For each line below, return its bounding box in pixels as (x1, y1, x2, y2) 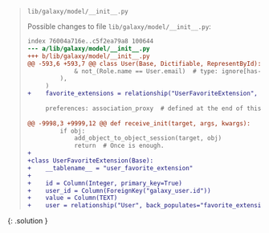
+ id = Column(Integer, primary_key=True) (26, 179, 182, 187)
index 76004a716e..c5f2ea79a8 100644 (26, 37, 154, 45)
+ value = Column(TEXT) (26, 194, 118, 202)
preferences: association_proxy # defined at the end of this (45, 104, 262, 112)
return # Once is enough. (74, 141, 165, 150)
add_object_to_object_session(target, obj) (74, 134, 222, 142)
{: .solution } (7, 216, 48, 226)
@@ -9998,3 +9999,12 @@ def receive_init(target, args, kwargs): (26, 119, 251, 128)
